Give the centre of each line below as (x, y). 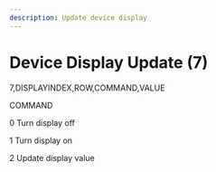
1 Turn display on (41, 140)
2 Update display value (52, 158)
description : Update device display (78, 18)
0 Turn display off (42, 122)
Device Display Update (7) (109, 62)
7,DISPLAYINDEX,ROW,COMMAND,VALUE (87, 88)
